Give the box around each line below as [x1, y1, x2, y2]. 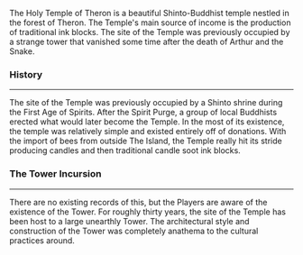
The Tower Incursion [9, 168, 102, 180]
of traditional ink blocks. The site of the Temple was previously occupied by [9, 27, 290, 37]
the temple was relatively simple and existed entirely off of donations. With [9, 126, 287, 137]
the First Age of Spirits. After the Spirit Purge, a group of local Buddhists [9, 107, 278, 118]
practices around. [9, 234, 75, 246]
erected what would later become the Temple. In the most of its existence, [9, 116, 285, 127]
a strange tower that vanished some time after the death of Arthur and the [9, 36, 284, 47]
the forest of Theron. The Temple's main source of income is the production [9, 17, 291, 28]
